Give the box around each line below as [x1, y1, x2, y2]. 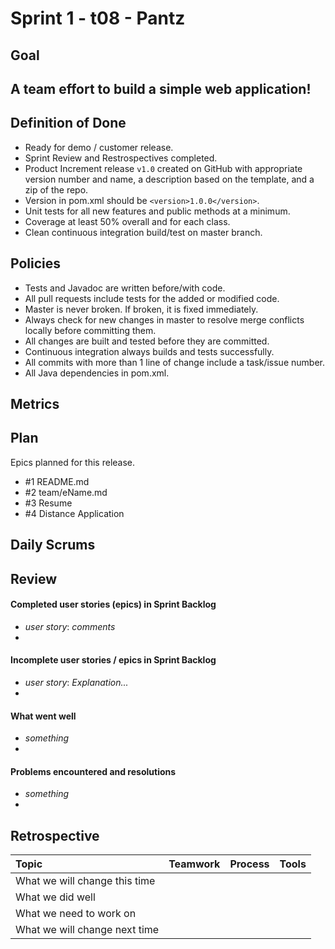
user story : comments [24, 620, 116, 632]
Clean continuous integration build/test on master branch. [24, 226, 263, 238]
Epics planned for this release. [10, 456, 136, 468]
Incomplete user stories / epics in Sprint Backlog [10, 654, 217, 666]
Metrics [10, 395, 60, 412]
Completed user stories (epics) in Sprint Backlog [10, 598, 217, 611]
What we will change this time [15, 874, 156, 888]
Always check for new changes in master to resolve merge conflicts [24, 313, 305, 326]
